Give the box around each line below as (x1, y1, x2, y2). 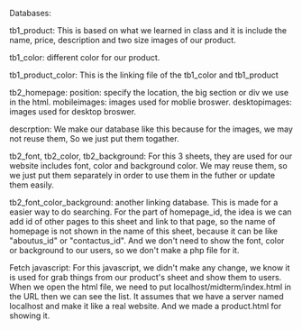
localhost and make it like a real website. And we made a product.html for (9, 301, 282, 311)
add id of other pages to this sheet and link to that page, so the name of (9, 216, 276, 226)
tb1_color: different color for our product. (9, 52, 160, 62)
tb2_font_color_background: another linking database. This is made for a (9, 197, 279, 207)
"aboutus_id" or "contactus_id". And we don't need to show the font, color (9, 235, 285, 246)
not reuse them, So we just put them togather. (9, 133, 179, 143)
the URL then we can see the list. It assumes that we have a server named (9, 291, 284, 301)
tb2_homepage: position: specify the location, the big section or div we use (9, 87, 289, 97)
